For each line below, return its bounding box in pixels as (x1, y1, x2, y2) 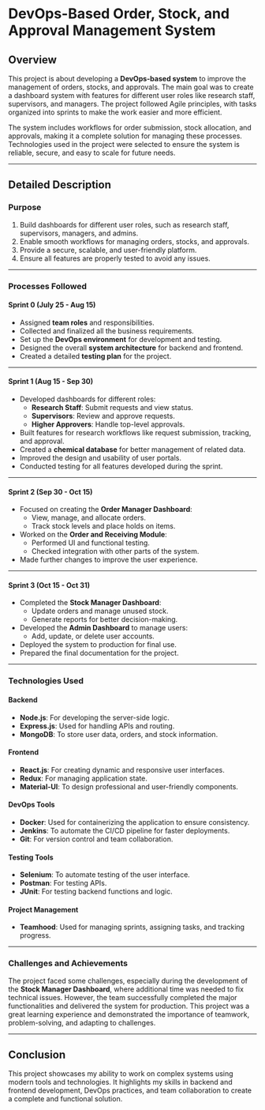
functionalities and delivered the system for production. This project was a (8, 1001, 250, 1010)
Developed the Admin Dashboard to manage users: (19, 623, 188, 633)
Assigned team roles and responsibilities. (19, 318, 155, 327)
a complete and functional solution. (8, 1094, 123, 1104)
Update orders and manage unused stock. (31, 606, 169, 616)
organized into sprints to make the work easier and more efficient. (8, 107, 222, 117)
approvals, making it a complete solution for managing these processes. (8, 131, 243, 141)
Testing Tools (8, 852, 54, 862)
